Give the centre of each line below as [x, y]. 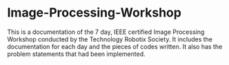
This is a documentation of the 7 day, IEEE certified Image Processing [106, 32]
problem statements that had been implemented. [76, 54]
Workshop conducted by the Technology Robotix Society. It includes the [110, 39]
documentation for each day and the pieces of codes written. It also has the [115, 46]
